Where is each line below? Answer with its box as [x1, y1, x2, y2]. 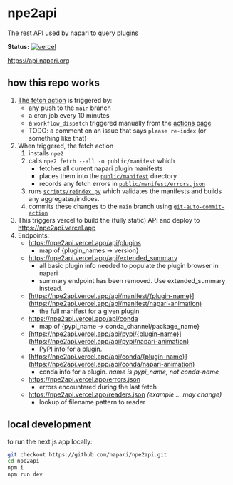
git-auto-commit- [173, 203, 225, 210]
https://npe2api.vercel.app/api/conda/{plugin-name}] [31, 352, 187, 361]
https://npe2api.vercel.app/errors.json [28, 374, 141, 383]
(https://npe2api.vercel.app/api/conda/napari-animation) [28, 359, 195, 368]
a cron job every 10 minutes [28, 111, 110, 119]
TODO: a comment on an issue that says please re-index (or [28, 126, 207, 135]
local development [7, 419, 92, 431]
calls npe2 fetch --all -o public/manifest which [28, 156, 175, 165]
